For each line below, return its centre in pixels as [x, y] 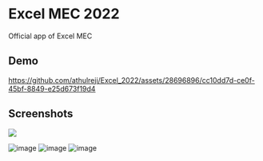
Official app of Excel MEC [50, 36]
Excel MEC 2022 [64, 14]
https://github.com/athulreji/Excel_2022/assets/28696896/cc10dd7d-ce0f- [132, 80]
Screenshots [41, 114]
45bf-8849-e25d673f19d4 [52, 88]
